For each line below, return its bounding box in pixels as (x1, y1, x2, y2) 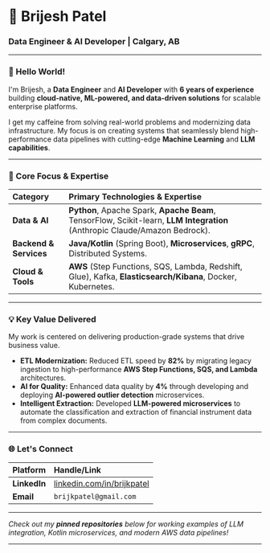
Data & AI (12, 215, 49, 226)
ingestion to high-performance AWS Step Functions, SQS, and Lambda (19, 365, 258, 375)
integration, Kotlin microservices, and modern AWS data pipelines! (8, 527, 229, 537)
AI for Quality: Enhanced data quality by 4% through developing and (19, 382, 249, 391)
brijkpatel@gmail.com (53, 492, 137, 501)
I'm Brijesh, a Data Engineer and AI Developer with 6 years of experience (8, 84, 255, 94)
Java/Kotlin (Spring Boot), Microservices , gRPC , (68, 238, 255, 249)
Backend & (12, 238, 55, 249)
